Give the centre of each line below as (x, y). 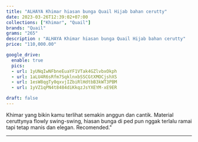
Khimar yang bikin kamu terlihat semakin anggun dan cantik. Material (90, 114)
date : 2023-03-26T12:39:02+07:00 (47, 17)
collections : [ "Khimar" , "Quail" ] (49, 22)
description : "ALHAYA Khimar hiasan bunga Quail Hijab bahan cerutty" (96, 39)
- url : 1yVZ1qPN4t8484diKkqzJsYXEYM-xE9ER (64, 88)
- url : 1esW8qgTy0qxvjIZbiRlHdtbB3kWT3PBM (64, 82)
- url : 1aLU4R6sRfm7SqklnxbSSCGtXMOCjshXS (64, 77)
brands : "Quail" (26, 28)
